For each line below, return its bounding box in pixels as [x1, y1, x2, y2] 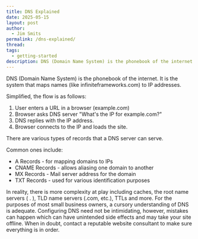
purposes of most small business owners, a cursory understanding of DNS [6, 200, 189, 208]
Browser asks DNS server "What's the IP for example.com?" [14, 111, 162, 118]
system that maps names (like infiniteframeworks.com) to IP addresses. [6, 81, 181, 88]
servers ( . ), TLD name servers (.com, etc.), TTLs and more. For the [6, 194, 172, 202]
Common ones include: [6, 146, 64, 153]
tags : [6, 48, 20, 54]
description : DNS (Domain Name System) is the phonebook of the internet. [6, 58, 196, 64]
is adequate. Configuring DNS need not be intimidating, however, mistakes [6, 207, 188, 214]
